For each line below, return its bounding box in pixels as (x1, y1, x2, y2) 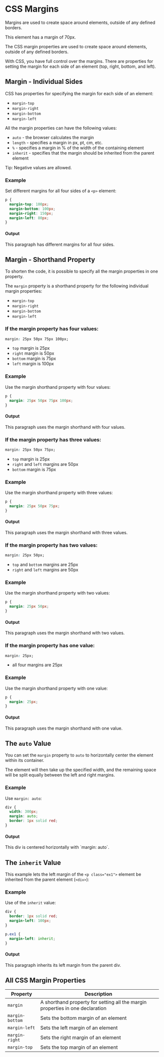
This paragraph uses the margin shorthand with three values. (5, 529, 128, 535)
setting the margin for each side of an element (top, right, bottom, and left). (5, 63, 156, 69)
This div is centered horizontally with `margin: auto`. (5, 844, 110, 850)
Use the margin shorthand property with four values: (5, 384, 111, 390)
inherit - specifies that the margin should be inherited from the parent (12, 150, 155, 156)
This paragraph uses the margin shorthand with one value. (5, 725, 123, 731)
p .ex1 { (5, 932, 21, 937)
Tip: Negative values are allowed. (5, 164, 72, 170)
